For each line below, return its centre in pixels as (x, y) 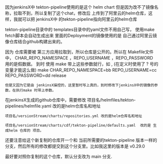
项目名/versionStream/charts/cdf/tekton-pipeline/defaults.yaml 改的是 (78, 125)
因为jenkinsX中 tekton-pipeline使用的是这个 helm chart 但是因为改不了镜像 (80, 7)
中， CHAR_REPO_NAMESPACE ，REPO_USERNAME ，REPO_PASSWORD (79, 58)
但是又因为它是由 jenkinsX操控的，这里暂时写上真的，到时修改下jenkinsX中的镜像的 (80, 85)
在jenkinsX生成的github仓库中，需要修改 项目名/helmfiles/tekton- (71, 100)
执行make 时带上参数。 (36, 90)
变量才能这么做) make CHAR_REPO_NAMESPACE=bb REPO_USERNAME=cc (81, 70)
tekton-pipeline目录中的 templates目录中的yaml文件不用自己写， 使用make (80, 30)
